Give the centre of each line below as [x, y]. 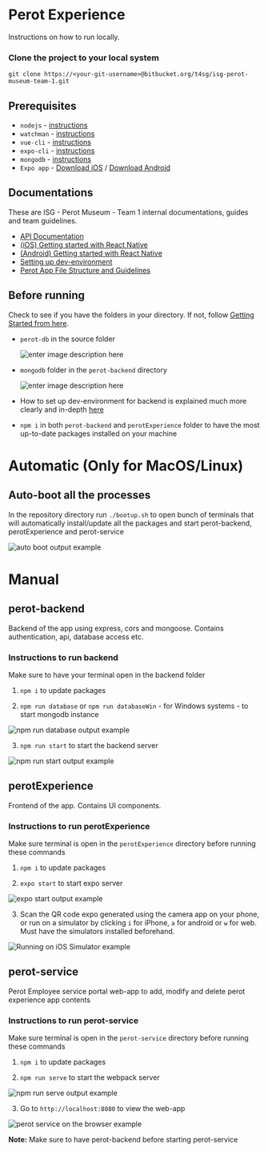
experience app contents [49, 1000]
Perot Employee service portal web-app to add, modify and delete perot [127, 991]
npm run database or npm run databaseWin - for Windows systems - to [134, 706]
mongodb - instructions [56, 159]
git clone [25, 75]
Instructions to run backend [63, 657]
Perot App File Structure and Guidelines [85, 270]
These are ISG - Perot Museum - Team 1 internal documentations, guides [128, 212]
